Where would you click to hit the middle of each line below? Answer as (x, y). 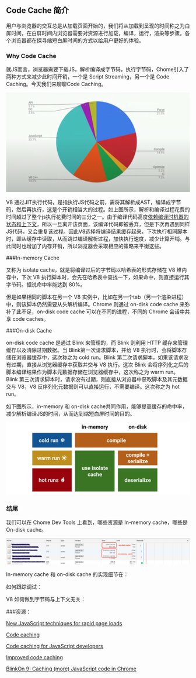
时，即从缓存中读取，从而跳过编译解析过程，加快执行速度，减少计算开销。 (95, 238)
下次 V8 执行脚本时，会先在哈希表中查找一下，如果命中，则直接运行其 (105, 277)
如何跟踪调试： (24, 587)
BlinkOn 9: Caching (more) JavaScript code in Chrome (71, 669)
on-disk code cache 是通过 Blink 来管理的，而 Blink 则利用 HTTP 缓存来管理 (97, 343)
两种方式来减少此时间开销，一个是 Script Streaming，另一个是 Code (88, 77)
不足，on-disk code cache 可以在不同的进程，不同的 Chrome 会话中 (103, 311)
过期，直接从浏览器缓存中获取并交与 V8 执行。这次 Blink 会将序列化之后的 (99, 364)
